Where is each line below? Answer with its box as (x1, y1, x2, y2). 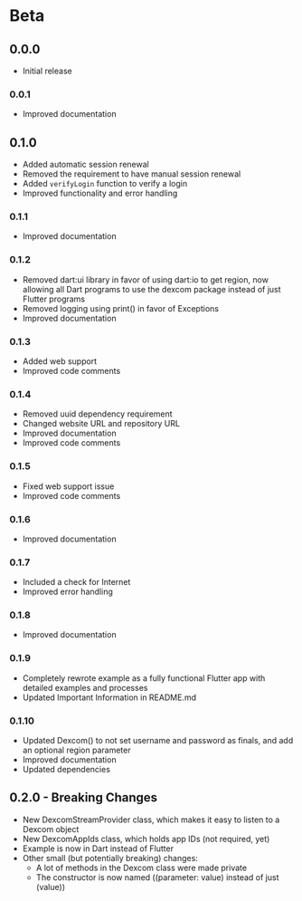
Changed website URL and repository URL (22, 418, 181, 429)
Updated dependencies (22, 764, 111, 775)
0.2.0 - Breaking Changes (9, 790, 158, 806)
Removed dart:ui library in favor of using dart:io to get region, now (22, 273, 269, 285)
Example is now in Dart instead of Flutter (22, 843, 175, 854)
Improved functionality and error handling (22, 187, 178, 199)
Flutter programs (22, 293, 86, 304)
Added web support (22, 356, 98, 367)
